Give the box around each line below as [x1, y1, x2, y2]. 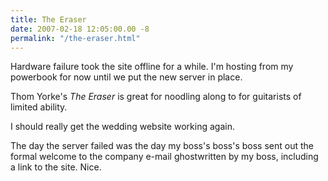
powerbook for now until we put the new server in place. [10, 71, 243, 83]
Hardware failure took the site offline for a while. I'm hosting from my [10, 61, 294, 73]
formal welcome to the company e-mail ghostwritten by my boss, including [10, 151, 319, 163]
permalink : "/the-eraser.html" [10, 33, 141, 43]
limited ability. [10, 101, 68, 113]
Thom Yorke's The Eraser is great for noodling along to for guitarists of [10, 91, 302, 103]
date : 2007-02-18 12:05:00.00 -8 [10, 24, 150, 34]
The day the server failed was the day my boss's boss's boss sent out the [10, 140, 314, 152]
